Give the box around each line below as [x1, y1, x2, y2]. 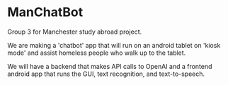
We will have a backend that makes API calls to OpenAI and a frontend [7, 62, 212, 70]
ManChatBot [7, 4, 84, 20]
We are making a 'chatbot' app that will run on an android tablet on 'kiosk [7, 41, 221, 49]
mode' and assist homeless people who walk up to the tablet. [7, 48, 186, 57]
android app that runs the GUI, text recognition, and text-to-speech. [7, 70, 205, 78]
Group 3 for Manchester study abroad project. [7, 27, 142, 36]
